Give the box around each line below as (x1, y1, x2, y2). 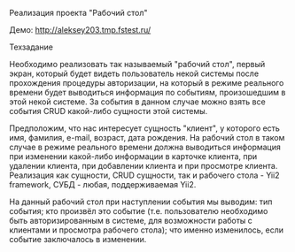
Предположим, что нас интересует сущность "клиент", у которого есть (9, 123, 281, 134)
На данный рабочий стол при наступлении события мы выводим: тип (9, 196, 273, 207)
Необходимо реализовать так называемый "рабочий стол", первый (9, 59, 266, 69)
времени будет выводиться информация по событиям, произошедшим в (9, 88, 286, 97)
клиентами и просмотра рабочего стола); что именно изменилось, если (9, 225, 284, 235)
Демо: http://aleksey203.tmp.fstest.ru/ (9, 25, 151, 34)
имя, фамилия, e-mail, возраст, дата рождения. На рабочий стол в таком (9, 133, 285, 142)
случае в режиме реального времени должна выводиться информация (9, 141, 281, 152)
